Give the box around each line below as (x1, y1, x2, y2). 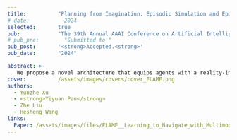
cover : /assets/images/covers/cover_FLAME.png (7, 76, 175, 83)
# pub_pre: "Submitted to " (7, 37, 112, 44)
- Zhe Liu (13, 102, 42, 110)
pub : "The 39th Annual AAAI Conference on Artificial (7, 30, 203, 37)
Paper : (13, 122, 33, 129)
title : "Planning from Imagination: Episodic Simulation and (7, 10, 219, 18)
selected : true (7, 23, 71, 30)
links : (7, 115, 27, 122)
